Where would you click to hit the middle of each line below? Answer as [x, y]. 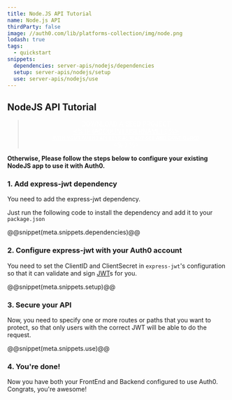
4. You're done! [34, 366]
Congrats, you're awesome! [47, 390]
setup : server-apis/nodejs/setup [62, 72]
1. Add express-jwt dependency [62, 184]
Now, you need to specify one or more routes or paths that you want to [109, 320]
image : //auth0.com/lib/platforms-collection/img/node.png [95, 33]
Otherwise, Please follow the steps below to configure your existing [108, 159]
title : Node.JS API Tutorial [50, 14]
